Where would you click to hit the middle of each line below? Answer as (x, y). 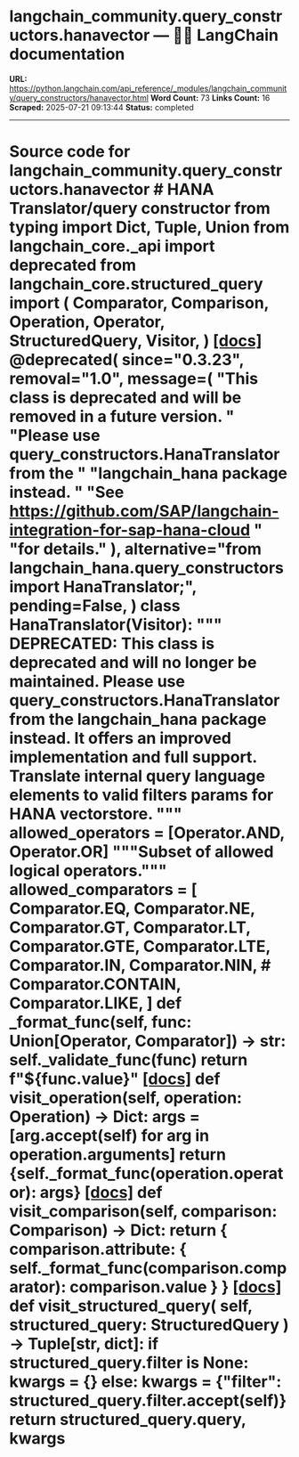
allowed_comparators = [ (103, 890)
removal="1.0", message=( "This (134, 379)
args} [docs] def (101, 1193)
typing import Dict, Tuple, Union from (149, 228)
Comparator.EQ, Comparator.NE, (132, 909)
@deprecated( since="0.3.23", (127, 360)
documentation (67, 54)
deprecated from (73, 265)
